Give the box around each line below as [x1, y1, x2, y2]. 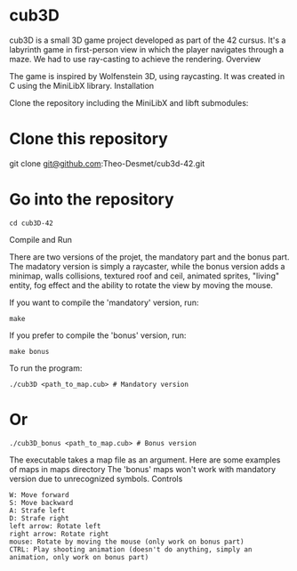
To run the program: [9, 362, 83, 374]
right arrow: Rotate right [9, 529, 109, 538]
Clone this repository [9, 129, 169, 149]
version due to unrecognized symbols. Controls [9, 473, 183, 484]
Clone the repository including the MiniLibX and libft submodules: [9, 97, 249, 108]
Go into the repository [9, 189, 175, 210]
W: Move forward [9, 490, 69, 499]
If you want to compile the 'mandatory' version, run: [9, 297, 199, 308]
